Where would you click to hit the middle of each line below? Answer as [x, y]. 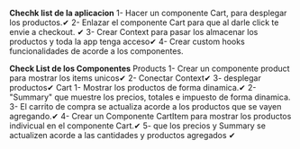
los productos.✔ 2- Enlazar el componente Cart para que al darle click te [144, 22]
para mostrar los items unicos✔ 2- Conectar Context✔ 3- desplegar [135, 78]
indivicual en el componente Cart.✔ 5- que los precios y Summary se [137, 126]
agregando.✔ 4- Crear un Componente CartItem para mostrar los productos [150, 116]
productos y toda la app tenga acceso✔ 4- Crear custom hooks [127, 41]
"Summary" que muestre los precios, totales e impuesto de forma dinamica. [150, 97]
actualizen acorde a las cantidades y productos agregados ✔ [123, 135]
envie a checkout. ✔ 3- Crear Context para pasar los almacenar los [134, 32]
